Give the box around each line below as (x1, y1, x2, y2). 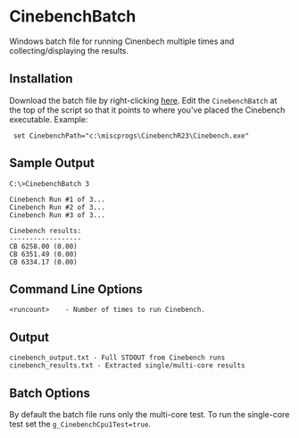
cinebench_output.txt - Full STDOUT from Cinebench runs (9, 353, 226, 363)
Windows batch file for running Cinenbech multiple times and (9, 36, 235, 46)
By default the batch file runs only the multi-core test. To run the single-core (9, 409, 290, 419)
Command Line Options (9, 282, 143, 297)
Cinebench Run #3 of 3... (9, 210, 105, 220)
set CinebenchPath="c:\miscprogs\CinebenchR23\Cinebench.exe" (12, 131, 250, 140)
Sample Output (9, 156, 96, 171)
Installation (9, 72, 73, 87)
